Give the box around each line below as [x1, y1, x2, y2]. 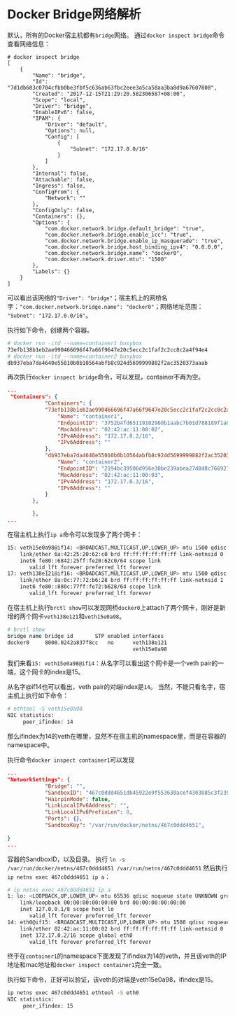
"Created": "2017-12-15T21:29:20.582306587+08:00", [32, 90, 187, 97]
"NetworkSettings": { [7, 776, 71, 783]
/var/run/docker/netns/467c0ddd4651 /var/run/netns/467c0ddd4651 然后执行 [7, 863, 228, 872]
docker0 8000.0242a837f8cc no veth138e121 [7, 639, 168, 646]
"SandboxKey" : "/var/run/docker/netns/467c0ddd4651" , [44, 822, 205, 829]
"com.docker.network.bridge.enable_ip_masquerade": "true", [44, 237, 224, 244]
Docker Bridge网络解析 [7, 6, 141, 22]
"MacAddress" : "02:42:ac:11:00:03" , [57, 471, 164, 478]
